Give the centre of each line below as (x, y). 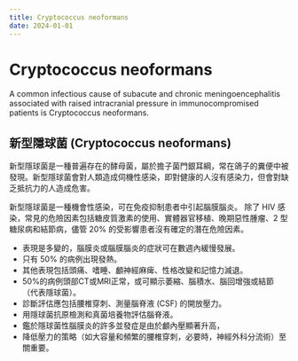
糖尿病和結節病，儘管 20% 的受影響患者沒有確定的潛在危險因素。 (129, 229)
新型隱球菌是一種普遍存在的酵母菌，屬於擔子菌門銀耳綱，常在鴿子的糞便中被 (149, 166)
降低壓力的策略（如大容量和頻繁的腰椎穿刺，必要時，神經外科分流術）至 (154, 337)
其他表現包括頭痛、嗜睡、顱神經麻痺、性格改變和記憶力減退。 (135, 271)
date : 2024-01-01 (41, 26)
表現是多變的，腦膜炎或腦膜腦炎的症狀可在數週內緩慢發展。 (131, 248)
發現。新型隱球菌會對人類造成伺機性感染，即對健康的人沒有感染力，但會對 (145, 177)
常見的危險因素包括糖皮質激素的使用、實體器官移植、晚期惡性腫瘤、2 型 (156, 218)
